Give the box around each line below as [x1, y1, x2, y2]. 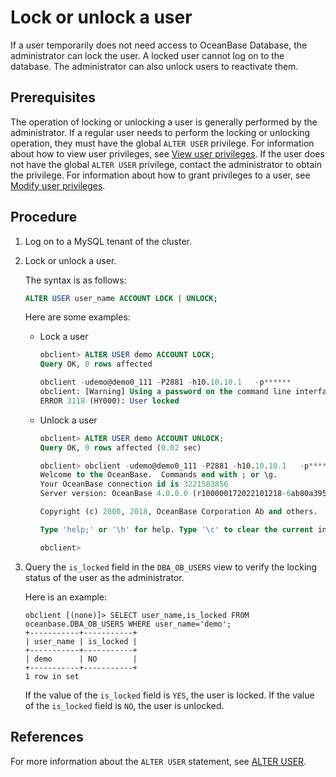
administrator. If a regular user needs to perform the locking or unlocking [10, 126, 311, 138]
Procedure [10, 209, 78, 226]
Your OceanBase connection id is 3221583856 [39, 479, 229, 490]
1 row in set [24, 671, 80, 681]
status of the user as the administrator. [24, 571, 185, 583]
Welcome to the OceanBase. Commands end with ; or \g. [39, 470, 278, 480]
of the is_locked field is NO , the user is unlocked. [24, 699, 225, 711]
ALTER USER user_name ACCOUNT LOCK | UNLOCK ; [24, 293, 218, 303]
